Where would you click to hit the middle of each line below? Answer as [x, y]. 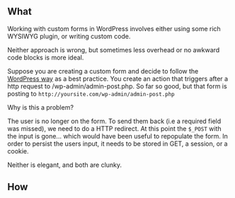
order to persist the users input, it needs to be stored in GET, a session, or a [117, 144]
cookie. [18, 151]
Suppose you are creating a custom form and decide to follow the [103, 71]
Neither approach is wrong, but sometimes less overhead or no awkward [114, 49]
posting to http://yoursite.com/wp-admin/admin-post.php [91, 93]
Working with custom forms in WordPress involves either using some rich [114, 28]
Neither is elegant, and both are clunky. [65, 165]
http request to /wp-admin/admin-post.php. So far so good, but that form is [117, 86]
